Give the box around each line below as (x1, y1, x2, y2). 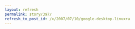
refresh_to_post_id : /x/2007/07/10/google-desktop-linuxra (4, 16, 130, 21)
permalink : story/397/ (4, 12, 52, 17)
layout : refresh (4, 7, 38, 12)
